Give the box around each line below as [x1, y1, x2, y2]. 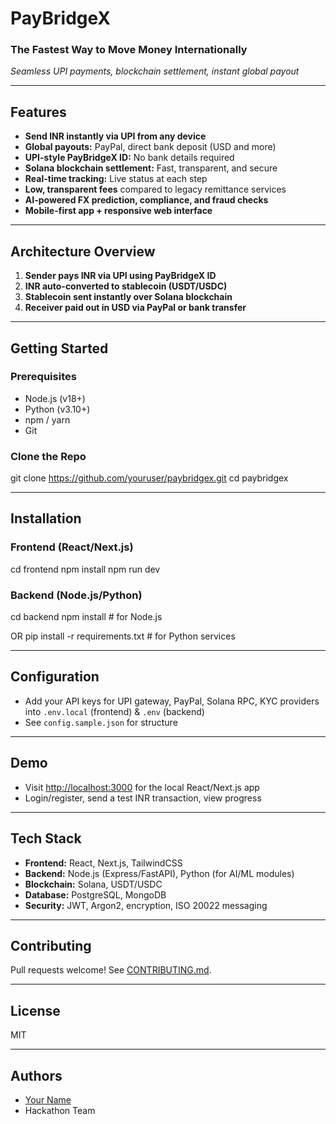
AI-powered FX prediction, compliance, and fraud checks [24, 194, 269, 206]
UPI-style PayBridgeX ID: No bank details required [24, 152, 235, 164]
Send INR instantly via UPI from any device [24, 130, 207, 142]
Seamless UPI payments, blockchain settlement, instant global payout [10, 65, 300, 77]
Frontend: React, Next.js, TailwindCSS [24, 857, 183, 869]
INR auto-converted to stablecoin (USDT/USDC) [24, 280, 228, 292]
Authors [10, 1067, 63, 1084]
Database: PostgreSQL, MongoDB [24, 888, 167, 901]
